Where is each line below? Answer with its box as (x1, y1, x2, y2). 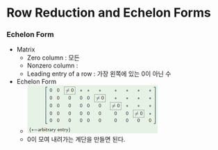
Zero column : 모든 (26, 53, 81, 62)
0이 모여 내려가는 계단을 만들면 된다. (26, 135, 126, 144)
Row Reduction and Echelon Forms (6, 5, 211, 21)
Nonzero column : (26, 61, 78, 70)
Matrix (16, 45, 35, 53)
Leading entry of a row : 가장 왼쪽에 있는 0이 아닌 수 (26, 69, 171, 78)
